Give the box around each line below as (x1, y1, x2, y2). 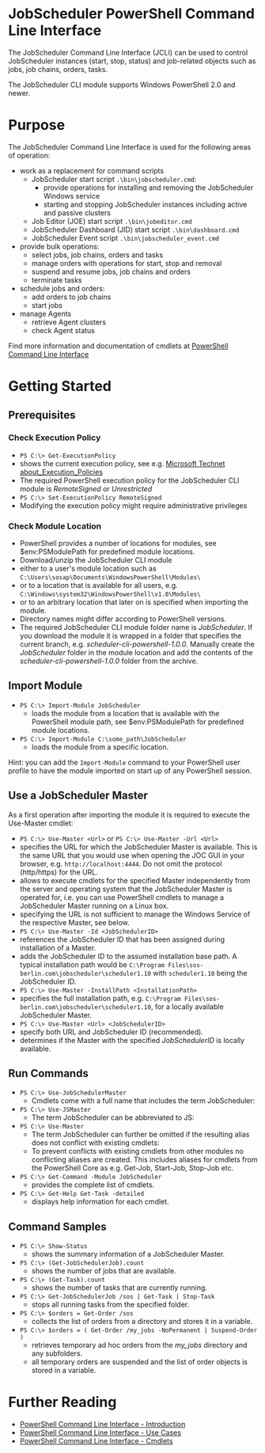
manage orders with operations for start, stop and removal (31, 258, 222, 267)
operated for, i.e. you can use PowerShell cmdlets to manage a (19, 892, 224, 902)
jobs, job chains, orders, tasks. (8, 64, 108, 74)
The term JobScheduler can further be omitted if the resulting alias (31, 1129, 250, 1140)
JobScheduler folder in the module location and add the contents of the (19, 648, 253, 658)
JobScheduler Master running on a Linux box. (19, 901, 168, 910)
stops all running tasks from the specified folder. (31, 1299, 190, 1310)
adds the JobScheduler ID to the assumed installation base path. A (19, 951, 237, 961)
